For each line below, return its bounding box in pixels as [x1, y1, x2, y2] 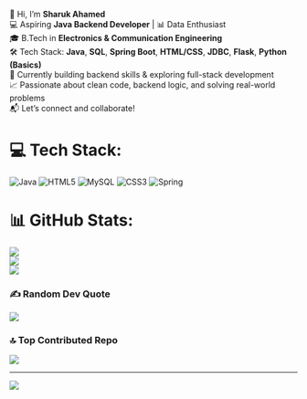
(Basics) [9, 59, 42, 70]
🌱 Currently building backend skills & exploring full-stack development [9, 69, 274, 79]
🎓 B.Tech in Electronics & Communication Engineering [9, 33, 223, 43]
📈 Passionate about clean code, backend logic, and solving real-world [9, 79, 276, 90]
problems [9, 92, 46, 103]
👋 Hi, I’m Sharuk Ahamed [9, 9, 106, 19]
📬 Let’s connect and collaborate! [9, 103, 135, 113]
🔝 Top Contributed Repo [9, 334, 119, 347]
